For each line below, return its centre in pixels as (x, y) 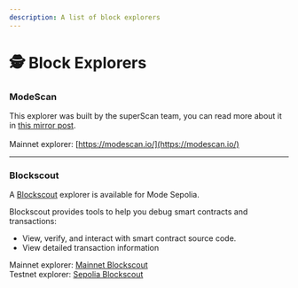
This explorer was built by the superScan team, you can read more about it (145, 116)
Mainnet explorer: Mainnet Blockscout (78, 265)
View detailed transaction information (90, 248)
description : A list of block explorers (85, 17)
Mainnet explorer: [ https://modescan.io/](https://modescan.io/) (124, 144)
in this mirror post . (43, 126)
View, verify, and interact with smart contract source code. (129, 238)
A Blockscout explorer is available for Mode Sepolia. (104, 195)
